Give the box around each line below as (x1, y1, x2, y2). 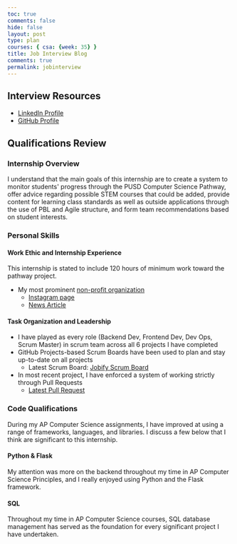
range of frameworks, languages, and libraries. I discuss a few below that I (7, 428, 226, 436)
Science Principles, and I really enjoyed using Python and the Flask (7, 475, 204, 483)
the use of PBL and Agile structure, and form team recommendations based (7, 205, 229, 214)
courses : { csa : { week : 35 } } (7, 44, 98, 51)
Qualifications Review (7, 137, 107, 149)
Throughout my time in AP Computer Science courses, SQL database (7, 515, 211, 523)
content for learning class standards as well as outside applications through (7, 198, 229, 206)
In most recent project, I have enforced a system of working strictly (17, 371, 215, 379)
